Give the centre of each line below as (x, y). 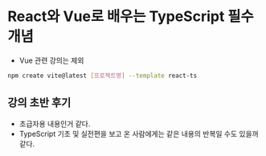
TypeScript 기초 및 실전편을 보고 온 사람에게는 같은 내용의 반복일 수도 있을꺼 (139, 133)
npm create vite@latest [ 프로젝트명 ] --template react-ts (102, 76)
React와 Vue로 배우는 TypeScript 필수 (131, 16)
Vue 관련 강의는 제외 (51, 60)
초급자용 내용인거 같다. (55, 123)
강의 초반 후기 (39, 103)
